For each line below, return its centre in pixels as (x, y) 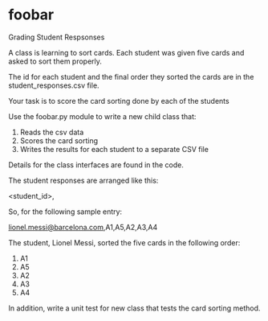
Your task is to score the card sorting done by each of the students (119, 101)
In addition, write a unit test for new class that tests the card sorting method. (134, 308)
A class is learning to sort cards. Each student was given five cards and (126, 52)
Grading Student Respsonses (57, 37)
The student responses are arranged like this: (83, 180)
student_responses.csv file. (54, 85)
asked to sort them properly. (55, 61)
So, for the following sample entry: (65, 212)
